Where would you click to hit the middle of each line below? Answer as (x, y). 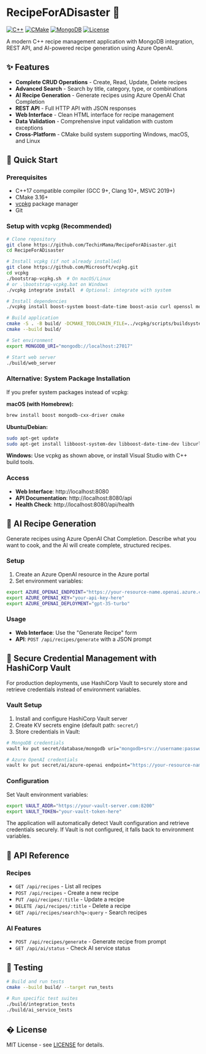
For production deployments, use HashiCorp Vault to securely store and (97, 683)
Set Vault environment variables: (48, 794)
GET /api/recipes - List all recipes (58, 886)
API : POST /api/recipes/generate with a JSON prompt (83, 639)
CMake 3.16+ (32, 197)
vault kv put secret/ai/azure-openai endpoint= (68, 765)
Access (18, 478)
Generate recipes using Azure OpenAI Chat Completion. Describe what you (101, 538)
